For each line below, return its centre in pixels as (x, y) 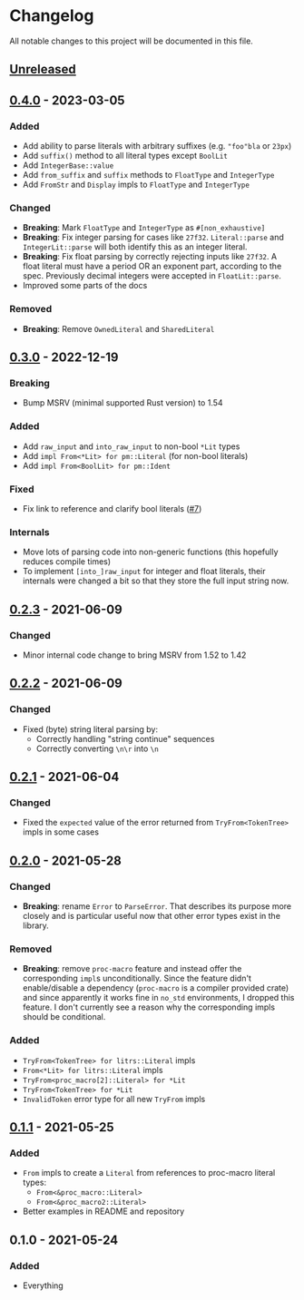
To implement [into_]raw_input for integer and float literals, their (144, 572)
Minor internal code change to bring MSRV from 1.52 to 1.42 (134, 655)
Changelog (52, 16)
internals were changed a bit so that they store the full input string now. (156, 581)
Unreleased (43, 69)
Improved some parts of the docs (85, 286)
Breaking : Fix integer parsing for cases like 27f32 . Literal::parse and (153, 238)
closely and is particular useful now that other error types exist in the (152, 915)
